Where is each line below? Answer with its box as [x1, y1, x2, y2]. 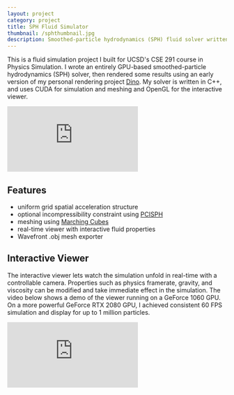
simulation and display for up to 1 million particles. [7, 308, 150, 316]
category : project [7, 17, 61, 24]
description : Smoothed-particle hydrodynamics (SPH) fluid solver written [7, 36, 229, 43]
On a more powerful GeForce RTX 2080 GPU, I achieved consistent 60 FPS [7, 301, 223, 309]
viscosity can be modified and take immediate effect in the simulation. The [7, 285, 221, 294]
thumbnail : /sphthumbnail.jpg [7, 29, 95, 37]
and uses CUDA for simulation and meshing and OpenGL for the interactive [7, 85, 223, 94]
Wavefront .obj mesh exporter [17, 232, 103, 241]
